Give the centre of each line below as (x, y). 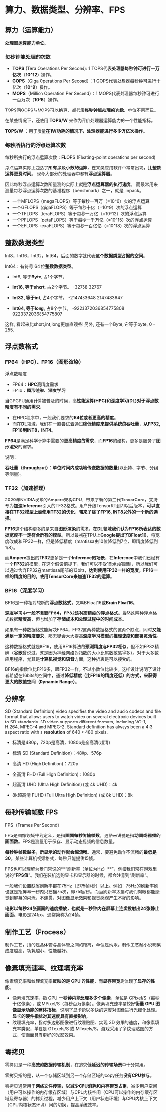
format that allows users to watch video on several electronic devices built (81, 716)
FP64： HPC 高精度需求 (35, 384)
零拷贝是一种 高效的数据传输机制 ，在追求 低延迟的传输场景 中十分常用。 (77, 1065)
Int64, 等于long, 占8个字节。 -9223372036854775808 (68, 308)
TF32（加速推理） (27, 488)
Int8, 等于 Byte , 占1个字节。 (40, 277)
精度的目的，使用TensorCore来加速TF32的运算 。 (64, 577)
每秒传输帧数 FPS (32, 812)
